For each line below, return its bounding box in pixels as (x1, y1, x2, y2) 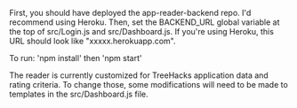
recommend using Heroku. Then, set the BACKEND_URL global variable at (9, 17, 280, 27)
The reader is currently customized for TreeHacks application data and (9, 70, 269, 81)
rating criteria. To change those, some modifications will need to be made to (9, 80, 289, 89)
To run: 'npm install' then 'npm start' (9, 53, 142, 63)
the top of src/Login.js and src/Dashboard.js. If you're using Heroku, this (9, 27, 274, 36)
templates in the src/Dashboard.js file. (9, 89, 148, 99)
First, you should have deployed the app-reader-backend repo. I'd (9, 8, 252, 18)
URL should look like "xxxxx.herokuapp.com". (9, 35, 176, 46)
